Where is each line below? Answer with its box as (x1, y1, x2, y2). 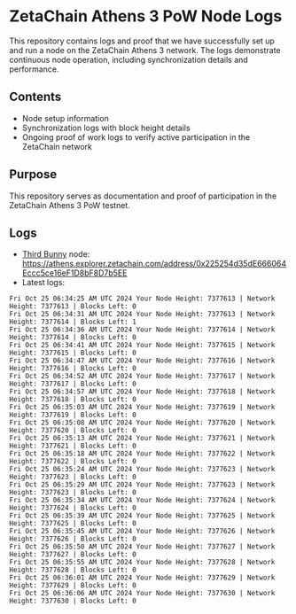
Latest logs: (21, 277, 65, 288)
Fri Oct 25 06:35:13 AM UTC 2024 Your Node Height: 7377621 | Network (9, 434, 276, 443)
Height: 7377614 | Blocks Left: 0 (9, 333, 137, 342)
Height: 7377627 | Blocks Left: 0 (9, 550, 137, 559)
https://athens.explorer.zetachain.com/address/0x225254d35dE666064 (21, 259, 286, 269)
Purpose (9, 167, 58, 183)
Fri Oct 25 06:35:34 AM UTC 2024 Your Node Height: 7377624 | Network (9, 496, 276, 505)
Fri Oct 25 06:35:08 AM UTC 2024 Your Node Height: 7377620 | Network (9, 418, 276, 427)
